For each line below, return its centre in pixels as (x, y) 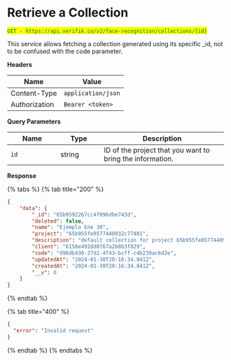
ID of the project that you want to (157, 150)
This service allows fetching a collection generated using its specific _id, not (115, 43)
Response (22, 176)
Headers (20, 64)
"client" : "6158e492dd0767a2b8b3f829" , (89, 247)
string (70, 154)
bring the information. (139, 159)
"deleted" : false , (58, 221)
